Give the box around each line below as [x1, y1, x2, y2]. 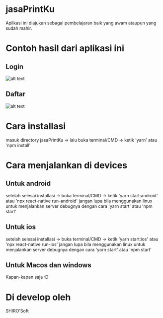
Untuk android [5, 179, 51, 188]
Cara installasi [5, 120, 66, 132]
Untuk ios [5, 223, 36, 232]
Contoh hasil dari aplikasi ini [5, 43, 125, 54]
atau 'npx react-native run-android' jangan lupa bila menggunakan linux [5, 198, 153, 204]
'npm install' [5, 142, 31, 148]
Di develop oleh [5, 292, 71, 303]
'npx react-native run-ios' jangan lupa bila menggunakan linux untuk [5, 241, 146, 247]
